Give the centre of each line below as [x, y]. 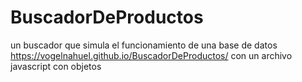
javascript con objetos [56, 66]
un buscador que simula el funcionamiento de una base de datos [144, 45]
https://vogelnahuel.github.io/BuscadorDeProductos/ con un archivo [151, 55]
